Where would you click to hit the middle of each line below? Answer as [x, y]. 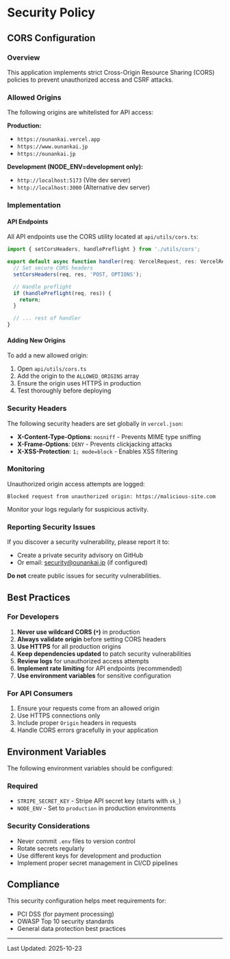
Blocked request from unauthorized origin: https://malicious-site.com [111, 496]
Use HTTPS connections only [59, 715]
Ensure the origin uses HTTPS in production [79, 383]
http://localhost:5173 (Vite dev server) [74, 180]
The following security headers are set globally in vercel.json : [95, 423]
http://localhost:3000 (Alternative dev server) [84, 187]
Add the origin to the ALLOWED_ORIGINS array [78, 376]
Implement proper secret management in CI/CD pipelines [97, 863]
